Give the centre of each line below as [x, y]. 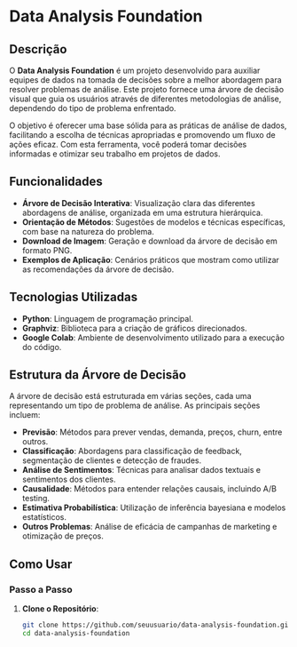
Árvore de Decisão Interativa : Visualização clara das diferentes [138, 203]
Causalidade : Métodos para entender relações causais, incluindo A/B [149, 489]
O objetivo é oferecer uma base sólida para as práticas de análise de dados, [148, 125]
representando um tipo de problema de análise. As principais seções [135, 405]
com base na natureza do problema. [88, 231]
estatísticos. [44, 517]
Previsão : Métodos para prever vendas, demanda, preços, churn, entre [152, 432]
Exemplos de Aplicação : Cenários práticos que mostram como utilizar [150, 260]
